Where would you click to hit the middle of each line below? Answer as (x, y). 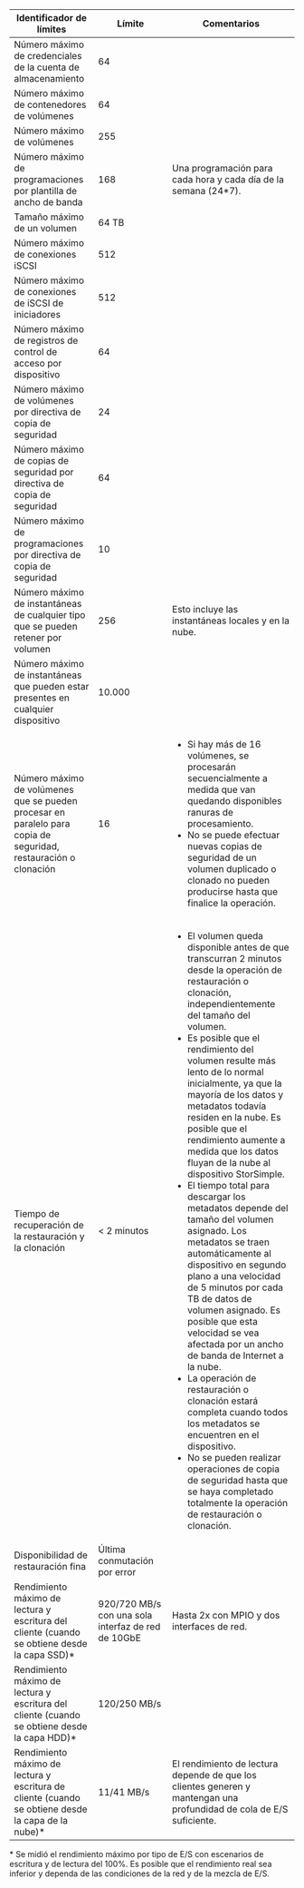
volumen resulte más (231, 1061)
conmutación (126, 1561)
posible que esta (222, 1321)
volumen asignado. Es (234, 1310)
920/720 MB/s (130, 1604)
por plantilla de (46, 191)
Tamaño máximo (49, 217)
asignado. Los (217, 1231)
